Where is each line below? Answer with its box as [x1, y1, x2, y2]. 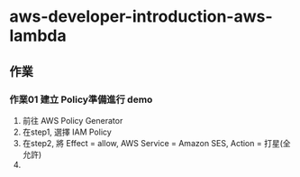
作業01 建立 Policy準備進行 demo [9, 93, 153, 106]
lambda [9, 25, 67, 46]
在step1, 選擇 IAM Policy [22, 126, 113, 137]
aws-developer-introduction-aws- [9, 6, 273, 27]
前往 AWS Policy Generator [22, 115, 123, 126]
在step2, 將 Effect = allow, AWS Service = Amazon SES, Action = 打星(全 [22, 137, 291, 148]
